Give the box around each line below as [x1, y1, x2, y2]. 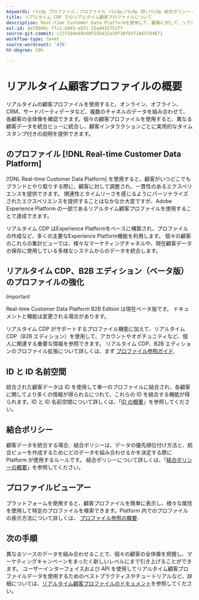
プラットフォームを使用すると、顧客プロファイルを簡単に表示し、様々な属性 [6, 499, 193, 506]
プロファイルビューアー [6, 483, 91, 493]
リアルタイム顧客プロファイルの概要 [6, 79, 182, 93]
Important [6, 293, 30, 300]
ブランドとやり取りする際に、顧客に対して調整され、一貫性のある [6, 182, 167, 190]
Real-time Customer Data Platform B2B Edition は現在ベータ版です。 [6, 306, 172, 313]
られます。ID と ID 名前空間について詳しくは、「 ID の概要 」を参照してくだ [6, 398, 185, 406]
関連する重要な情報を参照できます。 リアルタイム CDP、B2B [16, 340, 165, 347]
